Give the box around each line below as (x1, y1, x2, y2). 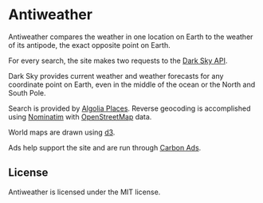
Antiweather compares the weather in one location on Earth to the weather (8, 32, 253, 41)
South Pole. (8, 88, 46, 97)
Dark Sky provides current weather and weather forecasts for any (8, 71, 224, 80)
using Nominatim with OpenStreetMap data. (8, 111, 152, 121)
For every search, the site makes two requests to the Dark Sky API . (8, 56, 228, 65)
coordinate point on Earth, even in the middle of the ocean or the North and (8, 80, 256, 89)
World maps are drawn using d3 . (8, 127, 116, 137)
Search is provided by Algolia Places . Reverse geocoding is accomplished (8, 103, 251, 113)
